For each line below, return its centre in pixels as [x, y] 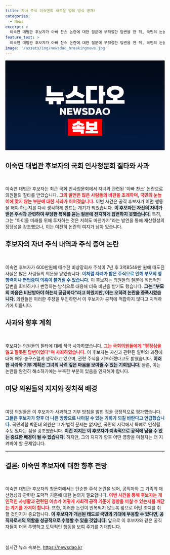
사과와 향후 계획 [28, 323]
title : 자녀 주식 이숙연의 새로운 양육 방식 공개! [51, 11]
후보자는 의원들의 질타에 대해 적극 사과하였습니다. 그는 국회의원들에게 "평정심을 [83, 346]
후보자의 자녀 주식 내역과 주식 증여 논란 [62, 244]
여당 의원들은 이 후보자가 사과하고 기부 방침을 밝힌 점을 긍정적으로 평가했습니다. [83, 412]
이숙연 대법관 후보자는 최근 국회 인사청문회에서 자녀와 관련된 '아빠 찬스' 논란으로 [84, 189]
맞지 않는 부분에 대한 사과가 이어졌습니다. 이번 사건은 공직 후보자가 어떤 [84, 201]
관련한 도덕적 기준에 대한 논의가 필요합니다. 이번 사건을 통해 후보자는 [90, 495]
